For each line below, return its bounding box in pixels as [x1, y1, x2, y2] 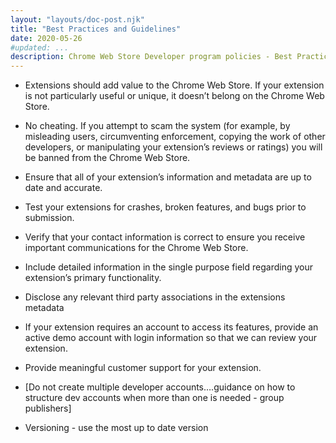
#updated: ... [10, 42, 70, 53]
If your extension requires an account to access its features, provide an [24, 321, 319, 333]
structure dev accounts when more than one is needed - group [24, 392, 285, 404]
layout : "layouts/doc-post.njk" [10, 14, 145, 25]
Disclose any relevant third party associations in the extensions [24, 291, 286, 303]
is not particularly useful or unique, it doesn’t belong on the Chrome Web [24, 90, 325, 102]
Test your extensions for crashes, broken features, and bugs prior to [24, 201, 307, 213]
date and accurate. [24, 182, 103, 194]
